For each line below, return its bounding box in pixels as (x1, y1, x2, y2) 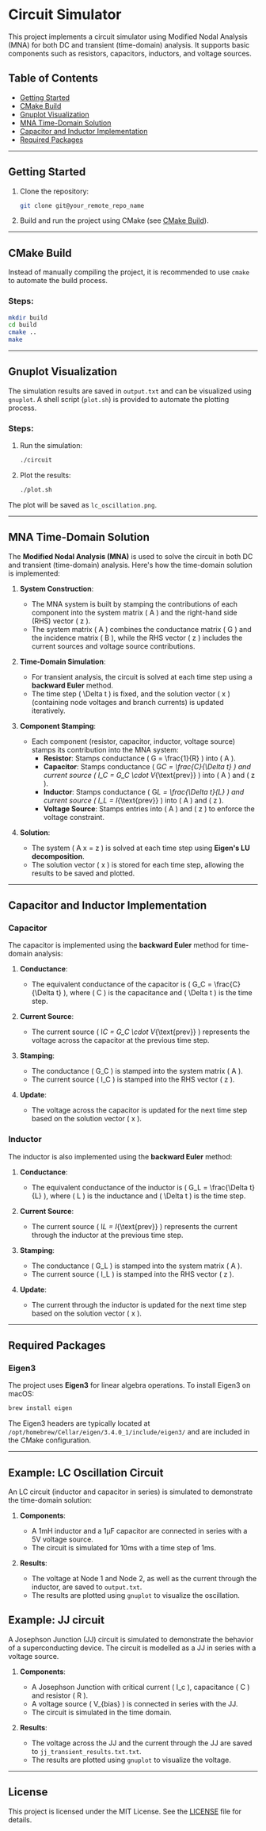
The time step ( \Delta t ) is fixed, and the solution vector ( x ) (31, 688, 231, 699)
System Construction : (19, 584, 94, 593)
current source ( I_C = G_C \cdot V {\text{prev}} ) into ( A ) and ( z (43, 770, 256, 780)
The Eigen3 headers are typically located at (8, 1419, 150, 1428)
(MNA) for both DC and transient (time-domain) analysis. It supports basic (8, 40, 250, 49)
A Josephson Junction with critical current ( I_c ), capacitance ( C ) (31, 1682, 250, 1691)
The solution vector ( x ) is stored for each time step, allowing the (31, 860, 245, 869)
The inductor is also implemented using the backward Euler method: (8, 1151, 233, 1161)
